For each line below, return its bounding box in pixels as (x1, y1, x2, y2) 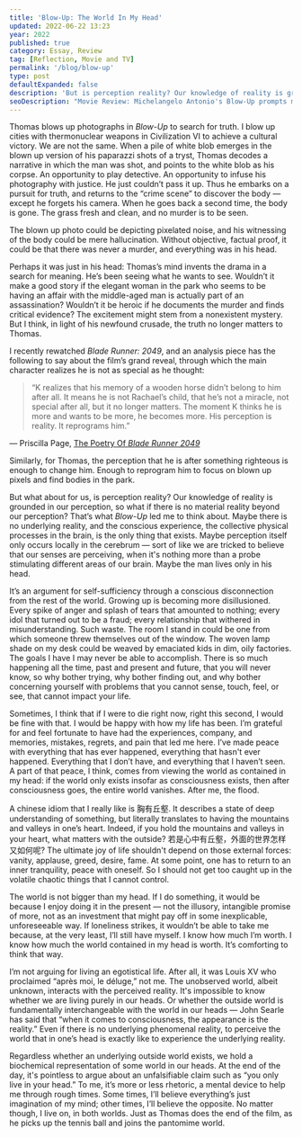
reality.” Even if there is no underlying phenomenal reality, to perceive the (9, 1024, 281, 1034)
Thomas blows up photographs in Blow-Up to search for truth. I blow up (9, 121, 276, 132)
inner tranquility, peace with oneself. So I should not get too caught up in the (9, 864, 292, 875)
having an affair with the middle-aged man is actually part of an (9, 290, 244, 301)
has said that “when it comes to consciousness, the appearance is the (9, 1014, 270, 1025)
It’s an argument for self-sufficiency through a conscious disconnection (9, 586, 274, 596)
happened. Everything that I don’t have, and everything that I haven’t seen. (9, 757, 286, 767)
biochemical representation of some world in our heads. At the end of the (9, 1061, 281, 1071)
